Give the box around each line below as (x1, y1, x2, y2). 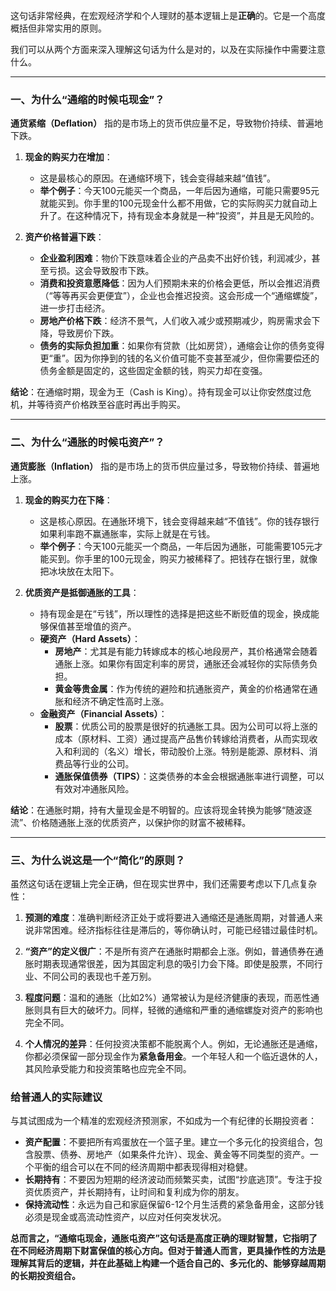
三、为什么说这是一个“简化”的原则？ (10, 853, 186, 867)
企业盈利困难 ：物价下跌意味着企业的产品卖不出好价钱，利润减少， (39, 252, 312, 264)
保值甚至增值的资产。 (48, 620, 137, 632)
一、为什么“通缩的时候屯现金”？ (10, 92, 165, 106)
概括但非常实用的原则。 (10, 22, 107, 34)
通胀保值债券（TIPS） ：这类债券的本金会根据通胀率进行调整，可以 (54, 770, 325, 782)
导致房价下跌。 (57, 327, 120, 339)
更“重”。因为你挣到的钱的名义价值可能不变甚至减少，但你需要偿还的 (39, 352, 320, 364)
